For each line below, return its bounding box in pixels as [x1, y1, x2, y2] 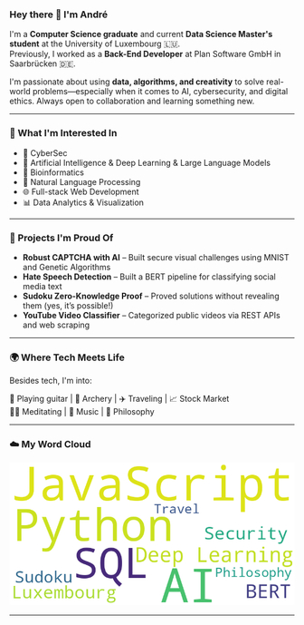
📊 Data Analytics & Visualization [22, 197, 145, 208]
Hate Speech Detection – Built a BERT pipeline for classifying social [22, 271, 276, 282]
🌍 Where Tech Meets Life [9, 351, 125, 364]
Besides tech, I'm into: [9, 376, 92, 386]
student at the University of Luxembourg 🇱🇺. [9, 38, 181, 49]
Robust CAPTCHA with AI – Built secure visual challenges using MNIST [22, 251, 290, 262]
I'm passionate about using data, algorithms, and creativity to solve [9, 76, 265, 87]
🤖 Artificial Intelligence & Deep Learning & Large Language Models [22, 157, 271, 168]
